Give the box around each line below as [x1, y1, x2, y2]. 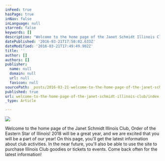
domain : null [9, 71, 36, 76]
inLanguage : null [5, 21, 41, 26]
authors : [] [5, 57, 29, 62]
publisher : [5, 62, 27, 67]
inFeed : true [5, 7, 32, 12]
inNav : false [5, 16, 32, 21]
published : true [5, 89, 38, 94]
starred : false [5, 26, 36, 30]
